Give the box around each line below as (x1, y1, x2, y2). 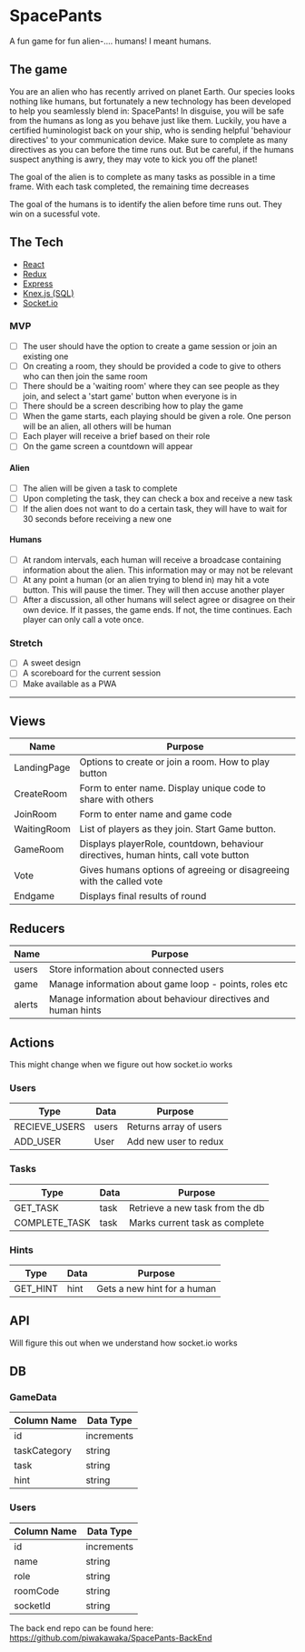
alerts (14, 998, 38, 1011)
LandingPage (14, 761, 71, 774)
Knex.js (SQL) (22, 287, 74, 298)
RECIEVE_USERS (14, 1120, 86, 1133)
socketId (14, 1599, 52, 1612)
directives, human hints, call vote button (79, 849, 250, 862)
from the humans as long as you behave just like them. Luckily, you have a (9, 115, 288, 125)
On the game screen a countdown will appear (22, 441, 193, 452)
